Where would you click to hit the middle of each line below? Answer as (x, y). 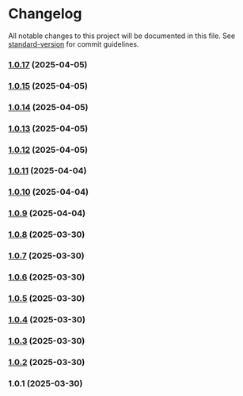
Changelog (45, 14)
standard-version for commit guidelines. (74, 44)
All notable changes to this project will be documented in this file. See (122, 36)
